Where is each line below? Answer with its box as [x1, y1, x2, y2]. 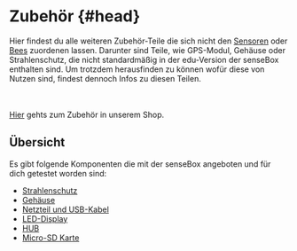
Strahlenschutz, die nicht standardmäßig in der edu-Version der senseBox [9, 54, 279, 65]
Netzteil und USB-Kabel [21, 204, 109, 215]
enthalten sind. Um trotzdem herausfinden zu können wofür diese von [9, 64, 265, 75]
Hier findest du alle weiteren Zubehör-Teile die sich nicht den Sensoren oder [9, 35, 288, 46]
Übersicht [9, 135, 66, 150]
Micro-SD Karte [21, 232, 80, 243]
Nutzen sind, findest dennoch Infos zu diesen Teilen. [9, 73, 201, 83]
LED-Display [21, 213, 68, 224]
